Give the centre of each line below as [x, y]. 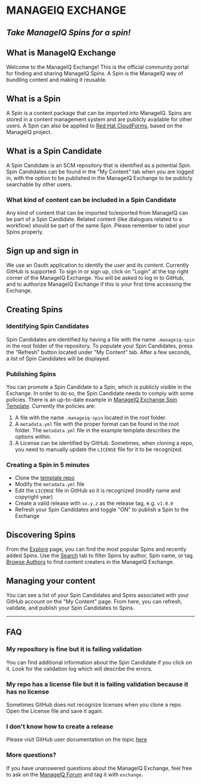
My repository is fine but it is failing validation [74, 649]
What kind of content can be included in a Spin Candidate [91, 200]
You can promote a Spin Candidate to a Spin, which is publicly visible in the [99, 387]
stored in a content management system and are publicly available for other [99, 120]
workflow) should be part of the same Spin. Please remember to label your [98, 225]
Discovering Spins [41, 535]
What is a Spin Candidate [54, 151]
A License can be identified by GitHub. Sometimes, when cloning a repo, [104, 443]
